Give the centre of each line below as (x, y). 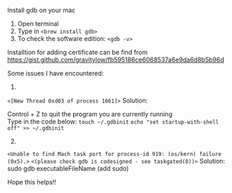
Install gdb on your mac (41, 10)
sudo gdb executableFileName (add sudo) (68, 168)
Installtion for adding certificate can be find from (77, 52)
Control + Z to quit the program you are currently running (90, 114)
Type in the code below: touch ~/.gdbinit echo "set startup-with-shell (113, 121)
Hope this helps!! (32, 182)
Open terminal (38, 24)
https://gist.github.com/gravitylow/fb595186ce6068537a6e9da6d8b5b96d (116, 60)
